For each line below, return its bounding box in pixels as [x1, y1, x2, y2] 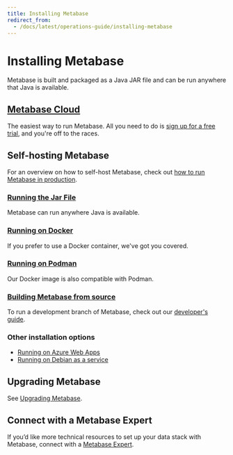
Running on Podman [7, 258, 77, 268]
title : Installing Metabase [7, 10, 89, 17]
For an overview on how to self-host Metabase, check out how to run [7, 167, 205, 176]
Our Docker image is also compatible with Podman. [7, 274, 154, 283]
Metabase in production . [7, 175, 78, 183]
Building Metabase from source [7, 292, 116, 301]
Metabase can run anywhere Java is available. [7, 208, 140, 217]
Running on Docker [7, 226, 74, 235]
